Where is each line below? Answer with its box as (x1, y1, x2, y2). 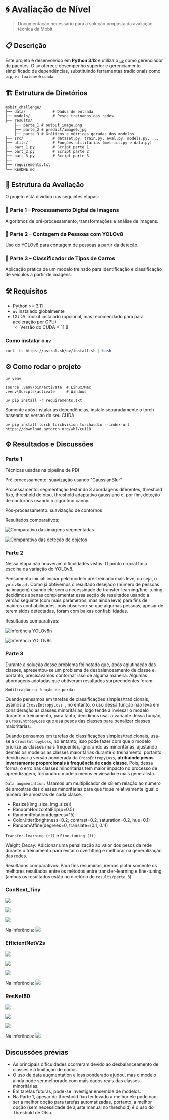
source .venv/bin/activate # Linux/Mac (5, 385, 92, 390)
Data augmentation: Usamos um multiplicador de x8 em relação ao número (5, 780, 161, 786)
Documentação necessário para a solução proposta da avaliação (17, 20, 153, 26)
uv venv (5, 376, 22, 381)
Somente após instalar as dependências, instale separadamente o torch (5, 407, 154, 413)
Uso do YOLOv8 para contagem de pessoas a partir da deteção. (5, 242, 139, 248)
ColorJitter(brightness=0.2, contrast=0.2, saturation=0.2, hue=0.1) (12, 817, 150, 823)
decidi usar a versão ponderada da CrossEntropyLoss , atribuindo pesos (5, 755, 154, 761)
